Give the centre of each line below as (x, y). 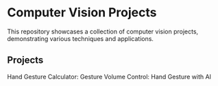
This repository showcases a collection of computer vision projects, (103, 31)
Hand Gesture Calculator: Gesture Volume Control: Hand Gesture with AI (109, 76)
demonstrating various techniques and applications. (81, 38)
